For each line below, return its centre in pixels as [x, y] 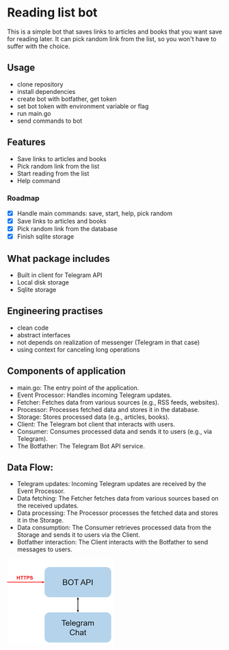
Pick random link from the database [67, 228]
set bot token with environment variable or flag [83, 106]
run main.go [34, 113]
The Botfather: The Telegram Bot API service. [81, 446]
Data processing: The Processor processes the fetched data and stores [118, 513]
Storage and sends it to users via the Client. [78, 535]
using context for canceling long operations [78, 349]
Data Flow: [30, 467]
